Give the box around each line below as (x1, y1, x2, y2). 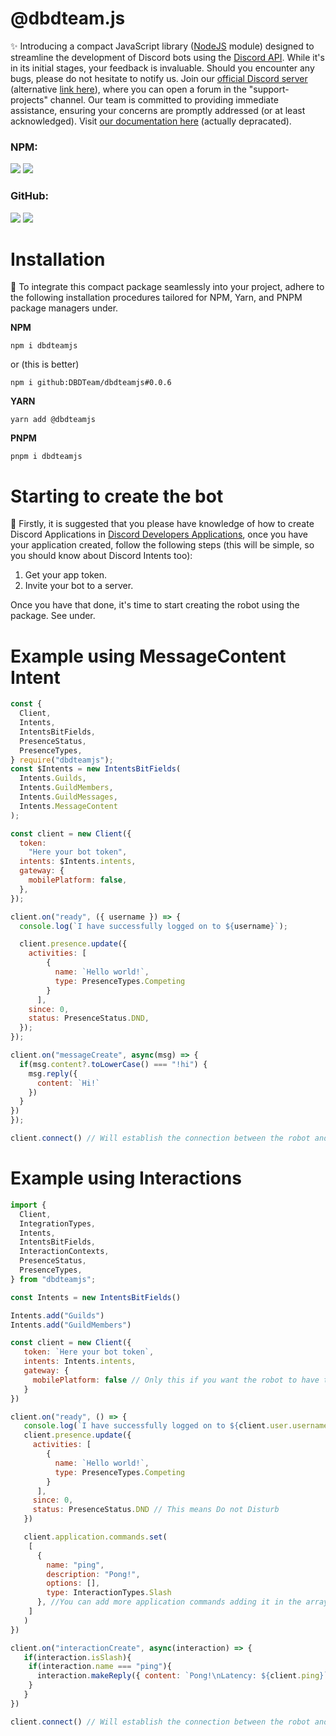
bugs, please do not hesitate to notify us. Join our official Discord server (10, 72, 308, 84)
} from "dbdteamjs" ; (10, 1274, 97, 1284)
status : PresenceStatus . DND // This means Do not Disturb (32, 1505, 280, 1515)
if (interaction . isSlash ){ (23, 1652, 132, 1662)
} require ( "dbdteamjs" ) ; (10, 755, 114, 765)
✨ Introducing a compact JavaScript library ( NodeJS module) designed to (10, 40, 315, 52)
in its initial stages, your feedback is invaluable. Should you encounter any (10, 62, 315, 74)
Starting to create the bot (10, 485, 224, 507)
